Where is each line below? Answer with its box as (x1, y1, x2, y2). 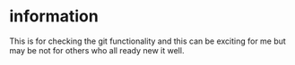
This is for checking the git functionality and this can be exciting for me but (9, 36, 287, 46)
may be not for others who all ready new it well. (9, 45, 185, 55)
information (9, 6, 99, 27)
